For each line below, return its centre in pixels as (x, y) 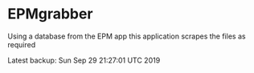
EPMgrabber (50, 14)
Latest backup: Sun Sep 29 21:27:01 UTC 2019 (84, 60)
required (22, 44)
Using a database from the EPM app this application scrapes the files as (127, 36)
